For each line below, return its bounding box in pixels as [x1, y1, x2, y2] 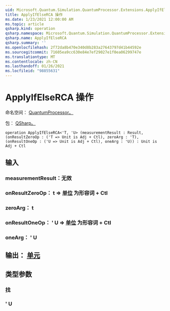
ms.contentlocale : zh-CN [5, 59, 58, 64]
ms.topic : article [5, 21, 44, 27]
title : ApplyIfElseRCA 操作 [5, 12, 63, 17]
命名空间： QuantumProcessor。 [5, 109, 74, 115]
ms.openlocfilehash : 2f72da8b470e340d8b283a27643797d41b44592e [5, 45, 142, 50]
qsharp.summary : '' [5, 40, 47, 45]
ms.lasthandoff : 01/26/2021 [5, 64, 65, 69]
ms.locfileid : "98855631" [5, 69, 60, 74]
